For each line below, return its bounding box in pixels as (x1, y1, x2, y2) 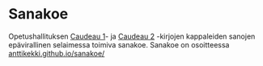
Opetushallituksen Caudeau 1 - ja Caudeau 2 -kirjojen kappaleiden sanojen (8, 31, 256, 41)
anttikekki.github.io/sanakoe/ (8, 48, 105, 58)
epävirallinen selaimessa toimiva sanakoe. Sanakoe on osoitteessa (8, 39, 230, 49)
